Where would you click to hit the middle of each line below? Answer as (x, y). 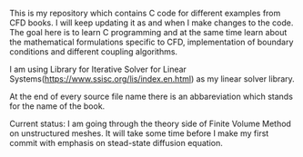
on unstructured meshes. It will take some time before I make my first (139, 133)
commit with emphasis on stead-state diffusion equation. (116, 143)
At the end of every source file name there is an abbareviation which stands (151, 96)
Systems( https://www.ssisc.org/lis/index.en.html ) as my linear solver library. (152, 79)
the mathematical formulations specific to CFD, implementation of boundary (151, 42)
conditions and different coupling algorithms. (94, 52)
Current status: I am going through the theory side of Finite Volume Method (150, 123)
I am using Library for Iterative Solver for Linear (98, 69)
